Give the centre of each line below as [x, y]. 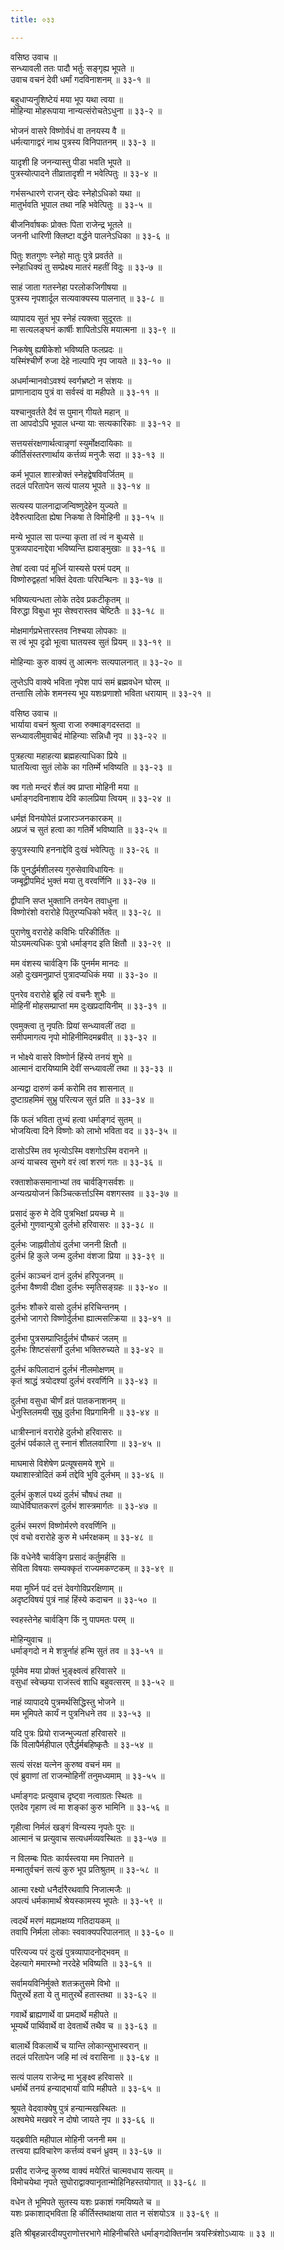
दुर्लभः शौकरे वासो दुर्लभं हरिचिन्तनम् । [69, 1307]
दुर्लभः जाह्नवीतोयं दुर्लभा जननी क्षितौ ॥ [68, 1244]
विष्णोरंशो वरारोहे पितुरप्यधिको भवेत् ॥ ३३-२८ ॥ [85, 912]
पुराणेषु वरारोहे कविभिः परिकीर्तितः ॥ [65, 932]
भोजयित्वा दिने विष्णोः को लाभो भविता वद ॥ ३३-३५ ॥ [93, 1130]
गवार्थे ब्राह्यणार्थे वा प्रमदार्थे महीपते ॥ [64, 2014]
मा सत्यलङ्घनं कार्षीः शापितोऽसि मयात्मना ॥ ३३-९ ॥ [93, 329]
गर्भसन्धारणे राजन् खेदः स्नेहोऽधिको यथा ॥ [75, 193]
